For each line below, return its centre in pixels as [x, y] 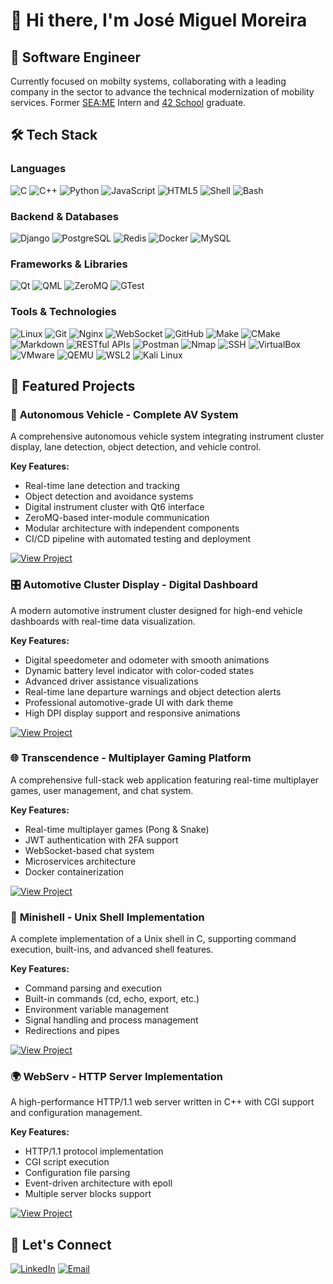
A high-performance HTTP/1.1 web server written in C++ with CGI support [162, 1102]
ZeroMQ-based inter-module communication [117, 518]
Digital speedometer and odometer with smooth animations [147, 660]
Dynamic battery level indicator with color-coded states [139, 670]
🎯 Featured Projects [73, 385]
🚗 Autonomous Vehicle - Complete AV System [124, 414]
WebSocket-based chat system [89, 850]
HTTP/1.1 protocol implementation [94, 1151]
